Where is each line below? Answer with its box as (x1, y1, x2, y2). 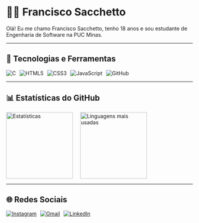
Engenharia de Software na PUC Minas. (6, 31, 102, 38)
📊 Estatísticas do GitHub (6, 93, 100, 103)
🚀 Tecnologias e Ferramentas (6, 54, 116, 64)
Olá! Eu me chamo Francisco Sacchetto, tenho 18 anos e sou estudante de (6, 25, 188, 32)
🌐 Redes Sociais (6, 195, 68, 205)
